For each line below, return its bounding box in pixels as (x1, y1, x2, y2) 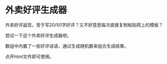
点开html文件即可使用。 (5, 53, 54, 60)
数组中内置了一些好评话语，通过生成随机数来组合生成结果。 (5, 43, 129, 49)
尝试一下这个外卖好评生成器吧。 (5, 32, 71, 38)
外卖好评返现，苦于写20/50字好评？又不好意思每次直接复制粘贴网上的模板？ (5, 22, 163, 28)
